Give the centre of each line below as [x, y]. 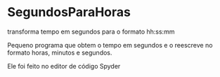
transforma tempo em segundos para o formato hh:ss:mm [91, 31]
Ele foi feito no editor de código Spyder [64, 66]
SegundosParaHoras [69, 12]
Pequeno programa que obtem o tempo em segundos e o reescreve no [110, 45]
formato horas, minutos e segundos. [60, 52]
